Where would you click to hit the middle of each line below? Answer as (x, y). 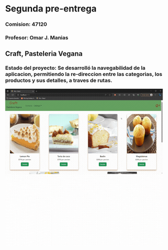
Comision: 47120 (26, 24)
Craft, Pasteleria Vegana (44, 54)
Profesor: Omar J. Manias (37, 38)
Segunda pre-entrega (51, 9)
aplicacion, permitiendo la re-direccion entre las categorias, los (84, 74)
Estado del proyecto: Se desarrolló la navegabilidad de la (75, 68)
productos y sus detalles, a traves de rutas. (59, 80)
